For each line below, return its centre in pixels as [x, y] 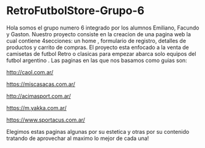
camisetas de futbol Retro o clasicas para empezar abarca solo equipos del [101, 53]
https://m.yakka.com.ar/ [37, 107]
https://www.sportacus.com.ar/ [46, 120]
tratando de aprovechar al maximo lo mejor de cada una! [78, 138]
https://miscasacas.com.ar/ [41, 84]
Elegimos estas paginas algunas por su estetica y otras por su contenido [98, 131]
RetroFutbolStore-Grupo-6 [76, 11]
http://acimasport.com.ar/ [39, 96]
